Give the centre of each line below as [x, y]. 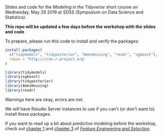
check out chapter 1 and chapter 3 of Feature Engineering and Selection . [78, 128]
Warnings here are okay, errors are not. [44, 99]
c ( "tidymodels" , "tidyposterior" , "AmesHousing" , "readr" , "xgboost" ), [84, 54]
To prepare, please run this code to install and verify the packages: [72, 41]
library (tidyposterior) [29, 81]
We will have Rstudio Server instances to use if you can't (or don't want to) [80, 109]
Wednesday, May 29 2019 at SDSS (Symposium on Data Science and [74, 12]
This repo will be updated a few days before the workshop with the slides [80, 27]
